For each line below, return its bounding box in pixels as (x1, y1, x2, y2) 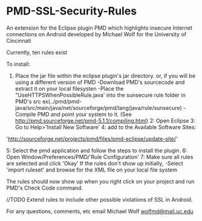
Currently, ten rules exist (6, 48, 68, 56)
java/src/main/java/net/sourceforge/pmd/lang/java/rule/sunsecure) (15, 104, 183, 111)
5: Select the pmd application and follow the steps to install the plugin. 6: (6, 147, 187, 154)
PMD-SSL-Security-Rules (6, 4, 137, 18)
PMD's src (15, 98, 41, 105)
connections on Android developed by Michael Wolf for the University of (6, 30, 186, 37)
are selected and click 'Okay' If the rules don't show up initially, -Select (6, 159, 183, 167)
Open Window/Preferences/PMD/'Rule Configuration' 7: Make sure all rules (6, 153, 194, 161)
